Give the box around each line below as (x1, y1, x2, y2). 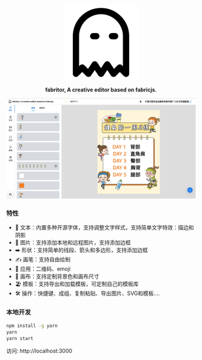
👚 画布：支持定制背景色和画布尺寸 (14, 273, 99, 280)
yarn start (6, 336, 34, 342)
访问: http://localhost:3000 (6, 347, 73, 354)
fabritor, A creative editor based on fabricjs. (44, 86, 158, 93)
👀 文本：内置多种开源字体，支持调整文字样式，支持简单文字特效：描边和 (14, 224, 194, 231)
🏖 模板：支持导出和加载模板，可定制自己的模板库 (14, 281, 139, 288)
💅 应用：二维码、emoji (14, 265, 71, 273)
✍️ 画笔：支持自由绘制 (14, 256, 71, 263)
